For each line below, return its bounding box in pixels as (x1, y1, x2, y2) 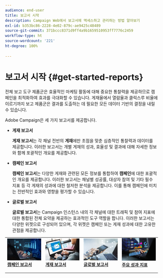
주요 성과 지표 (122, 262, 148, 267)
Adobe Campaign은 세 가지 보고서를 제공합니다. (5, 117, 97, 123)
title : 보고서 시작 (5, 13, 39, 18)
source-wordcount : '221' (5, 39, 55, 44)
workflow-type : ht (5, 33, 42, 38)
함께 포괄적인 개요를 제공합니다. (17, 150, 77, 155)
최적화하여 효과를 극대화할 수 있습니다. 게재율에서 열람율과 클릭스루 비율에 (17, 94, 158, 100)
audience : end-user (5, 8, 45, 13)
